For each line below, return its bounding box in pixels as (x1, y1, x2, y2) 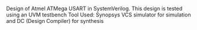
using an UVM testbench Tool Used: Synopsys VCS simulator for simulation (6, 11, 192, 18)
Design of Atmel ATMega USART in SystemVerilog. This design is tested (6, 5, 183, 12)
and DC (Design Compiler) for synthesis (6, 18, 104, 24)
